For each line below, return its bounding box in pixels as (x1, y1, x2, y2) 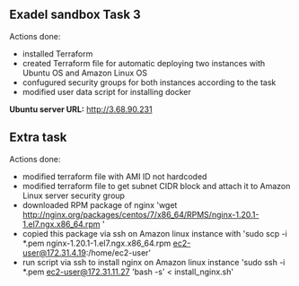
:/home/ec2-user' (85, 247, 152, 258)
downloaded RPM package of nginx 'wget (22, 199, 178, 210)
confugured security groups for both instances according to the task (22, 76, 277, 88)
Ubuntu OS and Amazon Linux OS (22, 67, 148, 78)
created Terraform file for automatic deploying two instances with (22, 57, 266, 68)
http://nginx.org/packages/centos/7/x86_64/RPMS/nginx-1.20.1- (22, 209, 259, 220)
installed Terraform (22, 48, 93, 59)
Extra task (9, 130, 67, 145)
